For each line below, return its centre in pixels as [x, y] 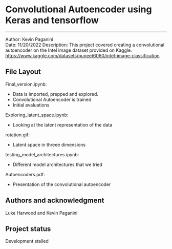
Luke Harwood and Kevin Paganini [41, 213]
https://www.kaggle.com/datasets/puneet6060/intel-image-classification [82, 55]
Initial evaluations [31, 105]
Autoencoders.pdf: [25, 174]
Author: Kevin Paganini [29, 39]
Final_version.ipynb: [26, 84]
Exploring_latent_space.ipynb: [37, 115]
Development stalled [27, 241]
